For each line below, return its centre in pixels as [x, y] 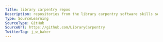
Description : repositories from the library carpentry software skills [79, 14]
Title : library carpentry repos [38, 9]
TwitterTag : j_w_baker [28, 32]
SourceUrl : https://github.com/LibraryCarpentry [55, 28]
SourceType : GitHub [25, 23]
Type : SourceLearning [27, 18]
